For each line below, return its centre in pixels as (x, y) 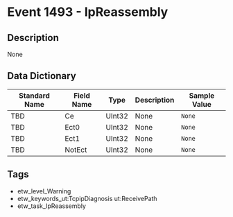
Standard (34, 96)
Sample (202, 96)
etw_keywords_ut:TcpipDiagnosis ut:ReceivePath (87, 198)
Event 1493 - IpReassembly (88, 12)
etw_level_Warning (44, 191)
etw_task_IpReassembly (52, 206)
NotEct (76, 150)
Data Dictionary (42, 76)
